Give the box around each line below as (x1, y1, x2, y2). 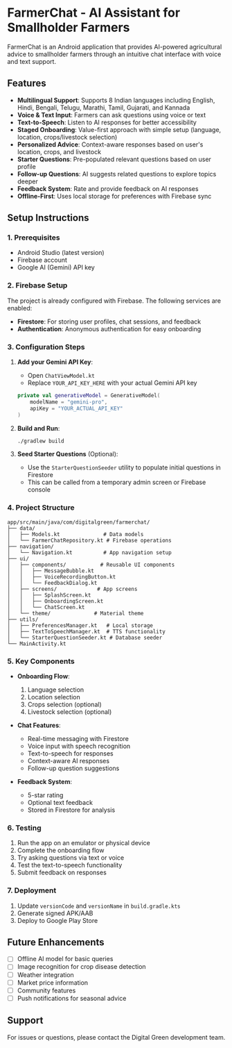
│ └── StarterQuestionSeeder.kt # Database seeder (7, 634, 163, 641)
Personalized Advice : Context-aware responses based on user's (17, 140, 204, 149)
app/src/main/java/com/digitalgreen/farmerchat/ (7, 519, 150, 526)
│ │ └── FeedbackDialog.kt (7, 579, 98, 586)
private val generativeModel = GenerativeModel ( (17, 392, 161, 399)
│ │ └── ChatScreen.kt (7, 604, 85, 610)
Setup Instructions (7, 212, 89, 224)
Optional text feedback (27, 799, 93, 806)
